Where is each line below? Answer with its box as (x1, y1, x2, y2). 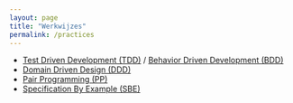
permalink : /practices (9, 30, 95, 39)
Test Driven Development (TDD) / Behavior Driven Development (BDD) (22, 55, 284, 66)
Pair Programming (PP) (22, 74, 108, 85)
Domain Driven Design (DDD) (22, 64, 132, 75)
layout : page (9, 13, 59, 23)
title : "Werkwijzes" (9, 22, 87, 31)
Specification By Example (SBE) (22, 83, 142, 95)
